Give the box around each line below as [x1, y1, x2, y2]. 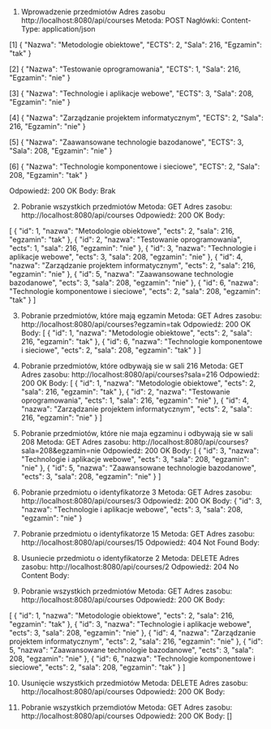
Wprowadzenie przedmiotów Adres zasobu [20, 7, 166, 16]
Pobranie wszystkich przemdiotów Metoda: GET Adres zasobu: [20, 702, 233, 712]
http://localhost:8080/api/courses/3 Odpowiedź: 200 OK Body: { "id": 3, [20, 496, 262, 506]
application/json [41, 24, 96, 33]
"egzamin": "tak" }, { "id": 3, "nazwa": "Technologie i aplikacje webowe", [9, 619, 252, 628]
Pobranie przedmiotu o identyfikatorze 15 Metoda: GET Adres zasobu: [20, 529, 255, 538]
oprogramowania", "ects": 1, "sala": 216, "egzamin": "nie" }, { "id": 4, [20, 395, 250, 405]
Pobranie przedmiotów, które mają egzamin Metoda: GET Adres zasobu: [20, 311, 262, 320]
